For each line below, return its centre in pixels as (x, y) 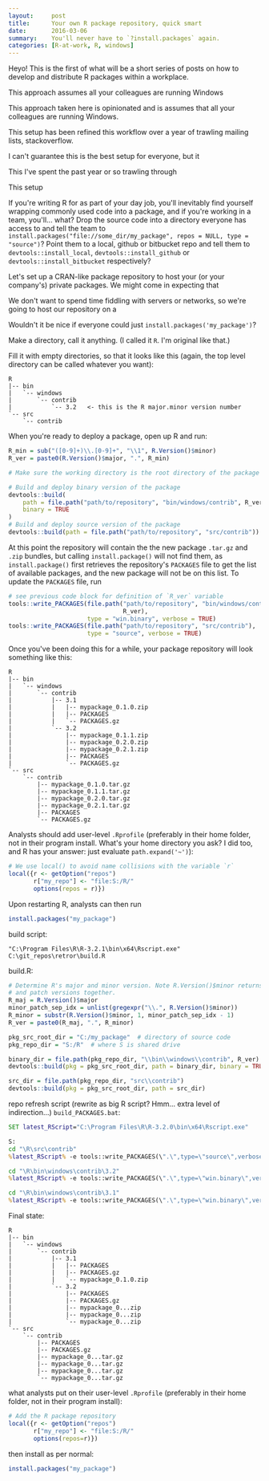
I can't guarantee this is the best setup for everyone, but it (104, 157)
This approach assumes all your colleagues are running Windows (116, 92)
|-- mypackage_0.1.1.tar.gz (84, 791)
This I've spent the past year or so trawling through (93, 172)
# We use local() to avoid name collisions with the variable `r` (121, 867)
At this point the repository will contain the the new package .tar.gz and (128, 547)
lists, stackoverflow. (41, 140)
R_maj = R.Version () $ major (53, 1000)
